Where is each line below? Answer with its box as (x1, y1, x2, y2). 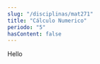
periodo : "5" (7, 23, 46, 31)
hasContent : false (7, 30, 62, 38)
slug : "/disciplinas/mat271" (7, 10, 94, 18)
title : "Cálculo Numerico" (7, 17, 87, 24)
